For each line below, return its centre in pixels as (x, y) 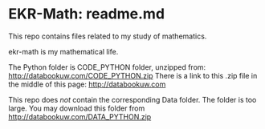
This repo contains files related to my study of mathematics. (108, 36)
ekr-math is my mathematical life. (63, 51)
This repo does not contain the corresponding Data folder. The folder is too (132, 99)
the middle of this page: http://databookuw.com (87, 84)
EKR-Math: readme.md (87, 14)
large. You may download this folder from (77, 108)
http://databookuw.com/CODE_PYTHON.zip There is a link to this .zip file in (133, 75)
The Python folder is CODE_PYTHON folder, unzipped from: (107, 67)
